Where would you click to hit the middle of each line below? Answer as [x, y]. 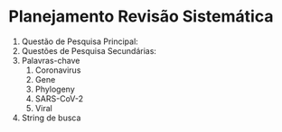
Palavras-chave [51, 60]
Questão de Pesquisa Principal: [80, 41]
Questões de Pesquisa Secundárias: [89, 50]
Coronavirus [58, 70]
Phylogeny [55, 89]
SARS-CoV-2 [59, 98]
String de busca [51, 118]
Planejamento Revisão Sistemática [141, 17]
